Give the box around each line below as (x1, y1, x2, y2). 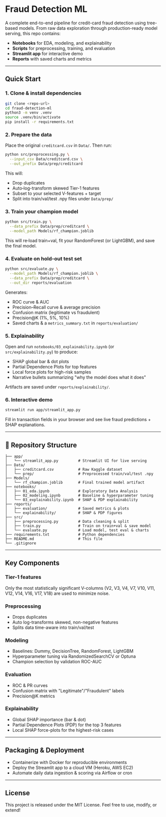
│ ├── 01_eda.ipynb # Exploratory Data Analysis (5, 489, 138, 494)
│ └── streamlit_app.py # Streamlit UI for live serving (5, 458, 147, 463)
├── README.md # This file (5, 536, 103, 541)
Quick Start (5, 75, 41, 83)
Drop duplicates (12, 180, 45, 186)
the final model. (5, 243, 37, 249)
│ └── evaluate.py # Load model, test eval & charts (5, 527, 149, 533)
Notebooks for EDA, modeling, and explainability (12, 40, 112, 46)
